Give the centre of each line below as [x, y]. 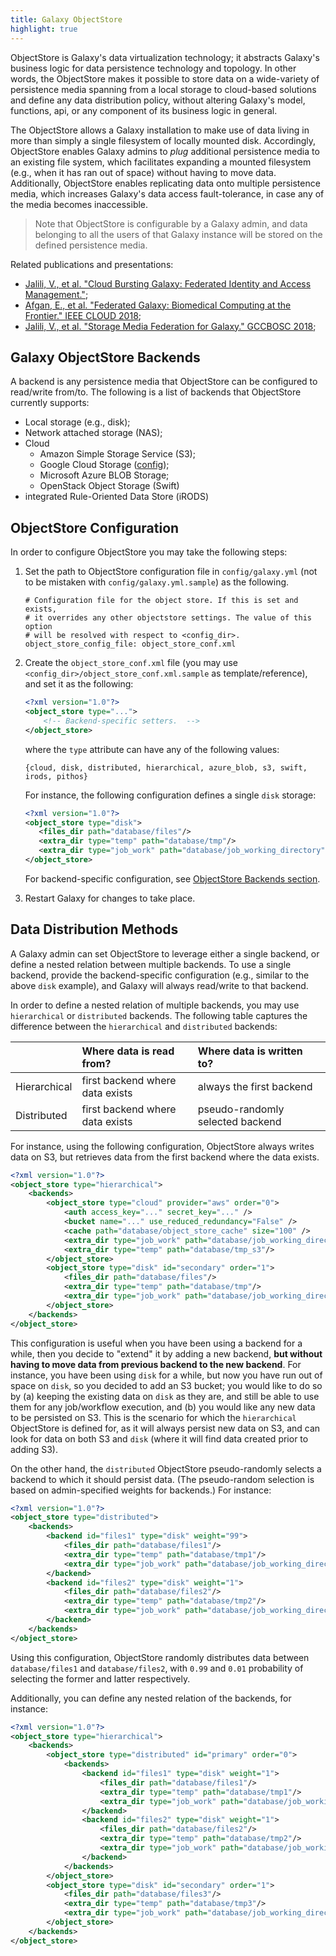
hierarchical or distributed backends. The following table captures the [159, 1015]
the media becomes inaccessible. [79, 204]
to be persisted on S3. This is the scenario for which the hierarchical [153, 1417]
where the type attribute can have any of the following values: [152, 749]
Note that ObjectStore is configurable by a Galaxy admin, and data [171, 223]
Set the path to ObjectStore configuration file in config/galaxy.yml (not [171, 572]
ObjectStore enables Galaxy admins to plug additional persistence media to [165, 151]
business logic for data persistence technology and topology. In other [153, 68]
